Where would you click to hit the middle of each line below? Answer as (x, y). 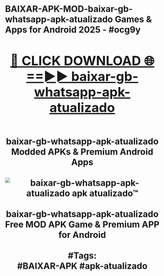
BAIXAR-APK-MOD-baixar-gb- (69, 9)
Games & (133, 19)
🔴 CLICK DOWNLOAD (75, 61)
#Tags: (82, 255)
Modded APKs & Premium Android (82, 152)
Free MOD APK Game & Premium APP (82, 224)
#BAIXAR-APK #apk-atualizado (82, 266)
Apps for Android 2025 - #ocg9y (73, 30)
